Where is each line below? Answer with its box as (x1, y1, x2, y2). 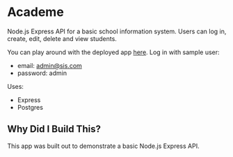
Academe (7, 4, 64, 20)
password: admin (17, 69, 67, 77)
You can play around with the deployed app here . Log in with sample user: (7, 48, 220, 56)
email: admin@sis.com (17, 61, 82, 69)
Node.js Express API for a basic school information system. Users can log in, (7, 27, 227, 35)
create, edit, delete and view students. (7, 34, 117, 42)
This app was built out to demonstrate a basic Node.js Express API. (7, 142, 200, 150)
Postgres (17, 103, 44, 111)
